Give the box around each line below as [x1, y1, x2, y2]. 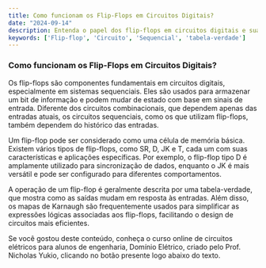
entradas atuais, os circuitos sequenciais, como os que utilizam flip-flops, [8, 112, 249, 121]
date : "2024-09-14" [8, 19, 73, 27]
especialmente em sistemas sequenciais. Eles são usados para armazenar [8, 86, 251, 96]
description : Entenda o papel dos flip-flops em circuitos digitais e [8, 26, 246, 34]
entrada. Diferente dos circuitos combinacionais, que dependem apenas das [8, 103, 257, 113]
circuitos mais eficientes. [8, 218, 89, 228]
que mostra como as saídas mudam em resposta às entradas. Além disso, [8, 193, 249, 202]
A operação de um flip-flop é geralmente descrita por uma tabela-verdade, [8, 184, 253, 194]
